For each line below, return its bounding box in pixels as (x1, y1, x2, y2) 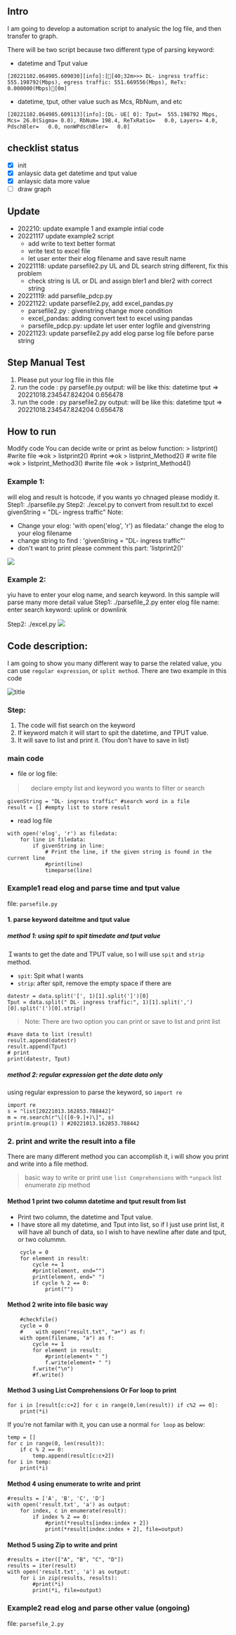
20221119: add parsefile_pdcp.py (17, 291, 113, 300)
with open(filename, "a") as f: (20, 1334, 114, 1342)
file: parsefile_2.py (7, 1619, 65, 1627)
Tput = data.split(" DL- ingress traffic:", (7, 999, 140, 1006)
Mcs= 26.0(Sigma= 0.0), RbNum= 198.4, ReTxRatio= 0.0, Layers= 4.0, (7, 117, 218, 124)
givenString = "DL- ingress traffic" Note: (7, 508, 124, 516)
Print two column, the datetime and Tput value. (17, 1212, 153, 1221)
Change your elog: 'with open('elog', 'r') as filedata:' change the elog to (17, 521, 225, 530)
